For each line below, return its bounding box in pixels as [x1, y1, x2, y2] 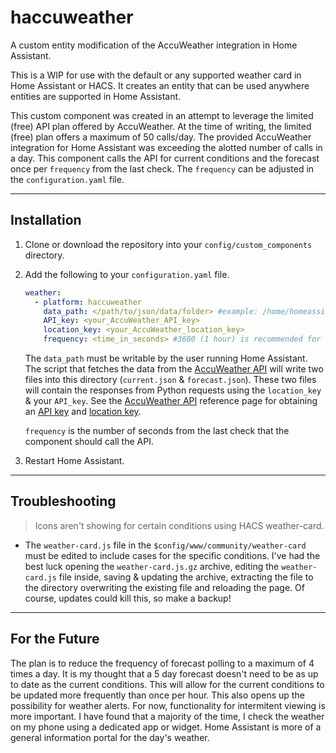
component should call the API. [24, 436, 154, 447]
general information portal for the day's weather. [10, 731, 210, 743]
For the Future [10, 631, 100, 648]
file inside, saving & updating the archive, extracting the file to [58, 571, 314, 583]
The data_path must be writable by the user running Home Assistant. [24, 352, 308, 364]
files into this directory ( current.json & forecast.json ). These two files [24, 374, 317, 385]
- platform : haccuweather [34, 297, 142, 307]
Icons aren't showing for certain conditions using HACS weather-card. [34, 519, 325, 531]
